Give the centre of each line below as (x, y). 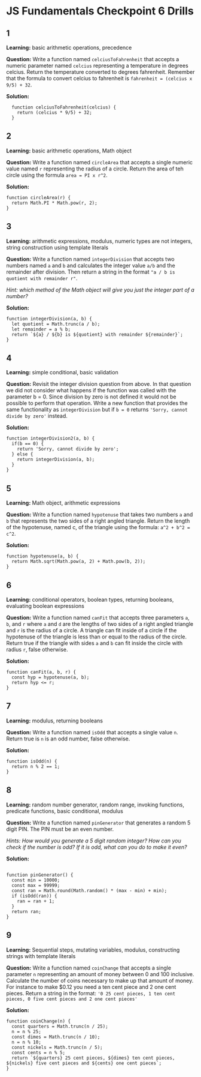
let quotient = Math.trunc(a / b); (56, 324)
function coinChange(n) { (38, 1021)
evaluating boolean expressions (45, 606)
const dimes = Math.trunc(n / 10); (56, 1037)
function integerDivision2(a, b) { (51, 439)
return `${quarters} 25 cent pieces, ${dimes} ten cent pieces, (93, 1058)
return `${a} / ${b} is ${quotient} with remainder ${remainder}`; (98, 334)
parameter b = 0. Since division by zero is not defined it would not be (91, 397)
